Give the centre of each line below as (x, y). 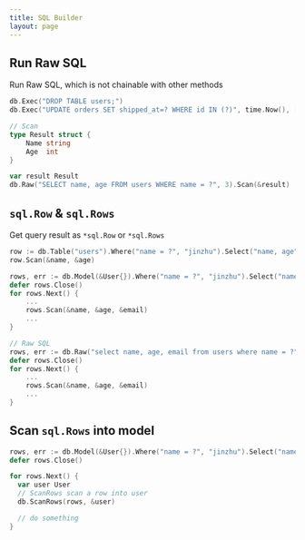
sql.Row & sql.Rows (62, 213)
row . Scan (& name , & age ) (52, 260)
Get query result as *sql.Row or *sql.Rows (87, 235)
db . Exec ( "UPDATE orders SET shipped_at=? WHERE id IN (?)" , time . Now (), (150, 110)
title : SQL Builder (46, 18)
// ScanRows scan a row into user (83, 494)
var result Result (44, 177)
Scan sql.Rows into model (82, 431)
